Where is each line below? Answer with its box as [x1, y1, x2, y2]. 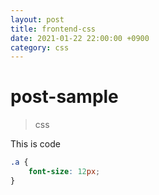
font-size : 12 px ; [28, 167, 101, 177]
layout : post [10, 14, 65, 25]
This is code [10, 138, 61, 150]
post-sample [10, 86, 119, 108]
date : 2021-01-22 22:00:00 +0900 [10, 33, 150, 43]
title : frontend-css [10, 24, 97, 34]
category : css [10, 42, 70, 53]
